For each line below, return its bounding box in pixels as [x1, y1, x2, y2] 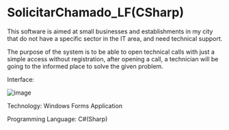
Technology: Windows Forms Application [7, 101, 123, 110]
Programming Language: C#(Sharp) [7, 114, 108, 123]
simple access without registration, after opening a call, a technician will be [7, 54, 219, 63]
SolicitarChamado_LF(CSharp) [7, 5, 185, 20]
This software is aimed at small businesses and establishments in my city [7, 27, 213, 35]
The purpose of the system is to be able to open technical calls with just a [7, 48, 215, 56]
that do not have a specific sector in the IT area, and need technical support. [7, 34, 223, 42]
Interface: [7, 75, 35, 83]
